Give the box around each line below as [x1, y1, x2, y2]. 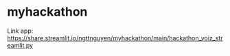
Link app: [7, 27, 34, 35]
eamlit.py [7, 41, 33, 49]
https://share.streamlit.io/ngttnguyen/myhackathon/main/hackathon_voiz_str [7, 33, 223, 42]
